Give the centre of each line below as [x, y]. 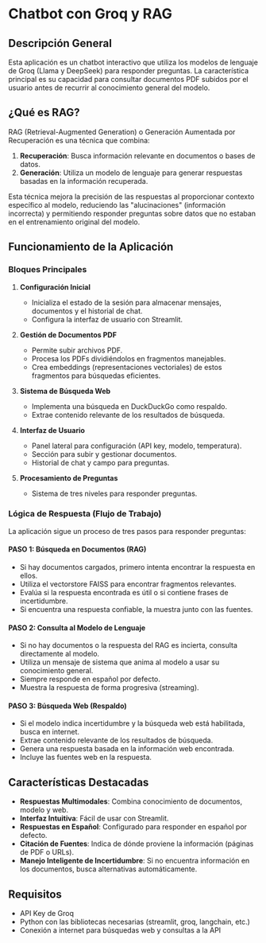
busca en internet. [50, 732]
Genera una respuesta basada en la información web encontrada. [127, 749]
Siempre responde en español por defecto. [90, 679]
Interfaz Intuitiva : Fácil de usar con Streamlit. [94, 818]
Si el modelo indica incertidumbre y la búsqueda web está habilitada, [132, 723]
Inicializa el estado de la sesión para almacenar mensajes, [127, 302]
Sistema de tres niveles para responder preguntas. [114, 493]
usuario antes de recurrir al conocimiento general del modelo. [109, 88]
